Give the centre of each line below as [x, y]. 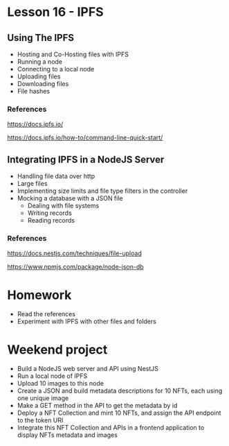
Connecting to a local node [56, 69]
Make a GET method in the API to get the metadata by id [97, 406]
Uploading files [39, 76]
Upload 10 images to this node [60, 384]
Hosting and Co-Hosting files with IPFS [73, 54]
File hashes [34, 91]
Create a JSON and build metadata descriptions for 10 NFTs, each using [120, 391]
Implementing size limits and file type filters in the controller [102, 191]
